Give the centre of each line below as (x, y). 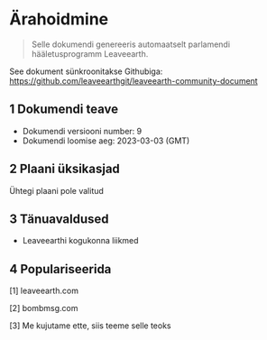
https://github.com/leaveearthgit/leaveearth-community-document (134, 80)
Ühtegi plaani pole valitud (56, 190)
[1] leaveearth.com (44, 291)
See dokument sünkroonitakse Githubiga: (86, 71)
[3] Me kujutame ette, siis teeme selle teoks (90, 326)
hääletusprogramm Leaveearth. (90, 53)
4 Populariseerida (60, 269)
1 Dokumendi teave (64, 110)
